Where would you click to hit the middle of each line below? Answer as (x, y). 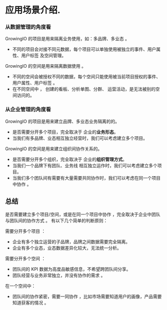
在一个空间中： (20, 286)
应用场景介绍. (33, 10)
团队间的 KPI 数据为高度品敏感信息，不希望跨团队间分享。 (71, 269)
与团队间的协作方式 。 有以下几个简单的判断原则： (56, 220)
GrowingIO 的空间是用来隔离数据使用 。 (45, 66)
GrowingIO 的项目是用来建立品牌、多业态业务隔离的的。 (62, 121)
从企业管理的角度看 (28, 109)
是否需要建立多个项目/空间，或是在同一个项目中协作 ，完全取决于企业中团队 (83, 214)
